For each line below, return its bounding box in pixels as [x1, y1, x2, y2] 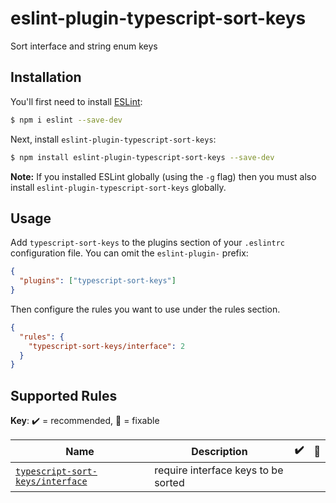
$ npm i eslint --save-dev [10, 115, 123, 125]
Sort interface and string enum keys [10, 40, 158, 52]
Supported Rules [10, 387, 118, 404]
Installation [10, 69, 82, 86]
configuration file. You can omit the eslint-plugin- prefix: [10, 247, 249, 259]
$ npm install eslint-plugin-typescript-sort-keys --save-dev [10, 152, 275, 162]
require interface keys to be [154, 463, 284, 477]
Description [191, 444, 248, 458]
